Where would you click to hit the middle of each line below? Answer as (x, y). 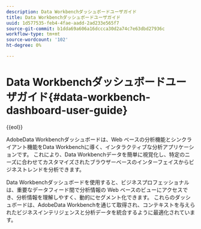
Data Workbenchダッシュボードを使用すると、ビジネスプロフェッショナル (98, 182)
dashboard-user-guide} (67, 110)
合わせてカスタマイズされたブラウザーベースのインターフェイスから (105, 162)
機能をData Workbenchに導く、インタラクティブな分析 (95, 147)
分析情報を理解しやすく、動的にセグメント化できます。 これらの (96, 197)
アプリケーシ (178, 147)
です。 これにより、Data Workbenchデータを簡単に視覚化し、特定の (101, 154)
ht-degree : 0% (24, 46)
